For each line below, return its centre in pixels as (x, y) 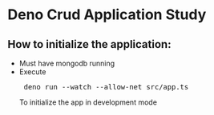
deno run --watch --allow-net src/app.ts (106, 87)
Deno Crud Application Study (107, 15)
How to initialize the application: (89, 44)
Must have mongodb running (67, 63)
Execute (32, 72)
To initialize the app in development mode (88, 102)
